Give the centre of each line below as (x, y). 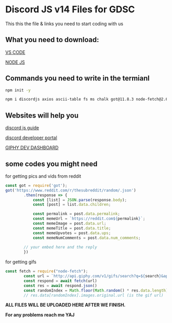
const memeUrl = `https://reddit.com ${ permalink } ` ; (89, 219)
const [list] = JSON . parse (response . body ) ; (80, 200)
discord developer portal (31, 138)
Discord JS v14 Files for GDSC (70, 9)
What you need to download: (52, 40)
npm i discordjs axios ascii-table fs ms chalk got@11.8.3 (70, 99)
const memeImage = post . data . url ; (69, 224)
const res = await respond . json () (60, 286)
